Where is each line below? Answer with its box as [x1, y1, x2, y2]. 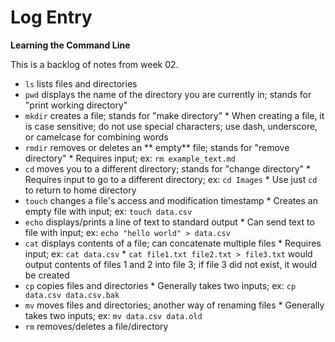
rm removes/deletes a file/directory [24, 320, 169, 332]
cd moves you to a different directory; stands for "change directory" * [24, 162, 312, 175]
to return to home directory [24, 184, 137, 196]
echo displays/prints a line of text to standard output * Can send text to [24, 216, 315, 228]
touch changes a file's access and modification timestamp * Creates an [24, 194, 318, 206]
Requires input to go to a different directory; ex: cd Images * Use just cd [24, 173, 318, 185]
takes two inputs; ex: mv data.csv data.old [24, 309, 203, 321]
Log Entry [10, 6, 93, 29]
